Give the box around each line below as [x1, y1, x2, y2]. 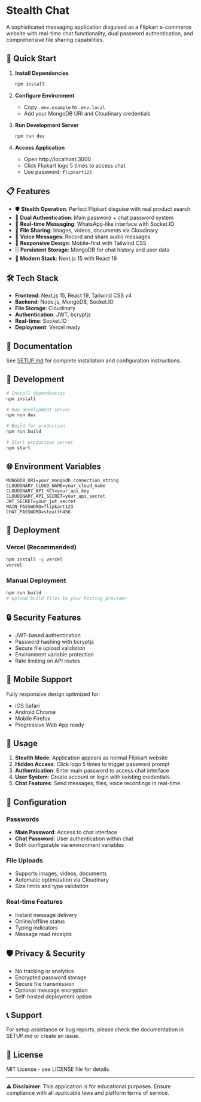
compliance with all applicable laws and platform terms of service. [6, 1089, 169, 1097]
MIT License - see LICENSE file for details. [6, 1065, 111, 1073]
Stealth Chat [6, 4, 70, 17]
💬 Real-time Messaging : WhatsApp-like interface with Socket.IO [14, 220, 175, 228]
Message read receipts [14, 930, 72, 937]
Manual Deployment [6, 576, 66, 585]
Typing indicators [14, 924, 58, 931]
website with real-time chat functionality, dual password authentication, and [6, 29, 193, 37]
